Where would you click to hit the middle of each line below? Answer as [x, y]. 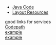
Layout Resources [30, 12]
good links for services [28, 22]
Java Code [23, 7]
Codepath [15, 27]
